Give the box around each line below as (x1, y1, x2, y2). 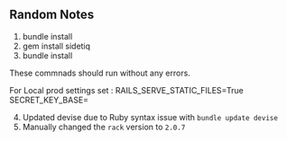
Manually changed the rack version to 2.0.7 (22, 121, 186, 132)
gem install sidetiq (22, 40, 91, 51)
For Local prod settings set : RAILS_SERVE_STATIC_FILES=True (9, 84, 244, 95)
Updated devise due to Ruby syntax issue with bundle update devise (22, 111, 278, 122)
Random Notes (9, 7, 95, 22)
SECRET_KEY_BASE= (9, 94, 88, 105)
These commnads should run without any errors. (9, 67, 191, 78)
